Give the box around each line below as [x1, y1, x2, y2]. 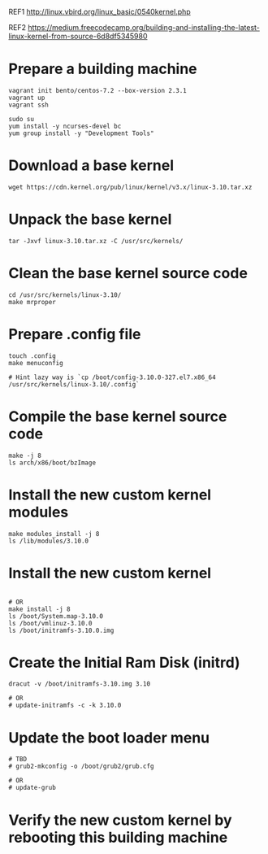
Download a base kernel [8, 156, 175, 175]
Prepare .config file [8, 325, 141, 343]
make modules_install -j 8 [8, 529, 100, 538]
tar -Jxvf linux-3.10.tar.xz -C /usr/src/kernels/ [8, 237, 184, 245]
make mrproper [8, 298, 57, 306]
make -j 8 [8, 451, 42, 460]
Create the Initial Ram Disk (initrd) [8, 653, 241, 672]
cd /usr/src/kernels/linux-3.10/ [8, 290, 122, 299]
